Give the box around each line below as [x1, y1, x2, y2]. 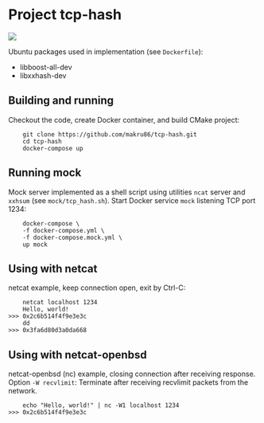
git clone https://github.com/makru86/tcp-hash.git [22, 130, 197, 139]
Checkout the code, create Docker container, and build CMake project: [8, 115, 240, 124]
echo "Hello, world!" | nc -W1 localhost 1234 [22, 401, 180, 409]
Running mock [8, 166, 82, 180]
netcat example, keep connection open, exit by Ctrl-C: [8, 283, 186, 292]
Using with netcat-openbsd [8, 348, 147, 362]
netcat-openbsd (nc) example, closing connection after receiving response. [8, 369, 256, 379]
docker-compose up [22, 144, 83, 152]
